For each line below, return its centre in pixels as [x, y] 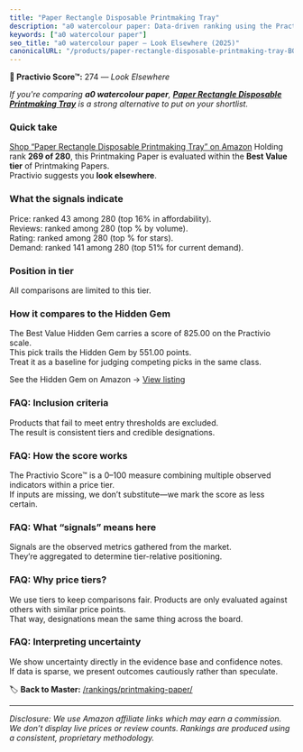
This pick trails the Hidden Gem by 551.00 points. [101, 353]
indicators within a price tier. [62, 484]
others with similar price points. [68, 609]
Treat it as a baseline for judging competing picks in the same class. [135, 362]
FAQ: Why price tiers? [58, 580]
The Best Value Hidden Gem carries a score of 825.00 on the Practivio [140, 334]
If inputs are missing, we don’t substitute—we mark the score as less [137, 494]
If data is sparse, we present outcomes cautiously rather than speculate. [144, 671]
